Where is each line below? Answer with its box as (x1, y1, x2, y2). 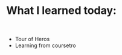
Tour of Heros (14, 35, 50, 42)
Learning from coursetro (14, 42, 77, 49)
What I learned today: (6, 4, 117, 18)
